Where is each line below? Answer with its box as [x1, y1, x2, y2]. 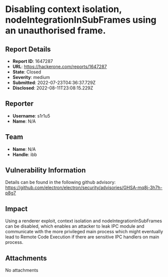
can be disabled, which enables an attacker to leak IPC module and [5, 223, 145, 229]
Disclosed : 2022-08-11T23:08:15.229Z [12, 85, 94, 91]
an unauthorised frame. [5, 25, 106, 36]
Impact [5, 205, 28, 213]
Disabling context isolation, [5, 4, 122, 15]
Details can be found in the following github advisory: [5, 179, 116, 186]
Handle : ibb [12, 151, 37, 157]
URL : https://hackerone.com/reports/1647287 [12, 64, 107, 69]
